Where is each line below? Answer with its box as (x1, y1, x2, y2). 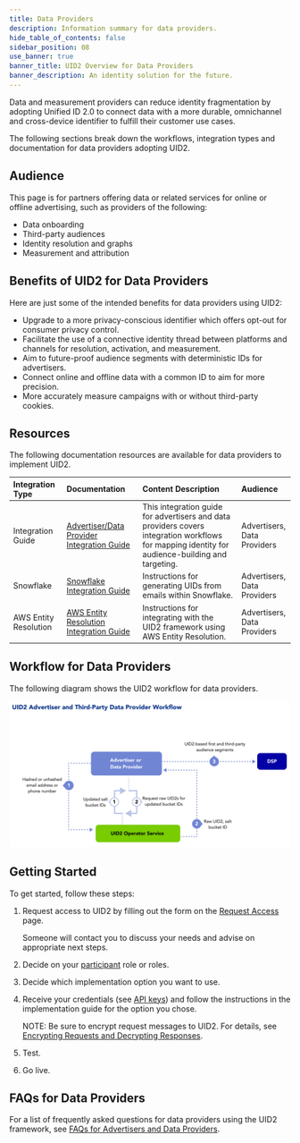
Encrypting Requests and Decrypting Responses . (21, 1029, 204, 1041)
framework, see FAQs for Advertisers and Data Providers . (9, 1123, 221, 1135)
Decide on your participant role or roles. (21, 959, 170, 969)
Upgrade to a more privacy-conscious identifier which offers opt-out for (21, 314, 287, 326)
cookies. (21, 400, 54, 411)
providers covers (142, 521, 205, 531)
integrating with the (142, 612, 214, 622)
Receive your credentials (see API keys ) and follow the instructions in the (21, 994, 291, 1004)
